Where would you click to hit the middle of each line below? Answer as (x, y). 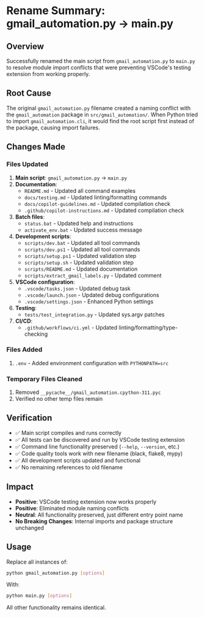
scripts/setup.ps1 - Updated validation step (80, 256)
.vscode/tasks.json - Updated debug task (77, 288)
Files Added (24, 350)
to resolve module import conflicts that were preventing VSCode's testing (99, 67)
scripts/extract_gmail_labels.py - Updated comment (93, 275)
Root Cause (29, 93)
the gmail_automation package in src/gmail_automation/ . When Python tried (102, 115)
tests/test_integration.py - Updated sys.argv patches (94, 314)
